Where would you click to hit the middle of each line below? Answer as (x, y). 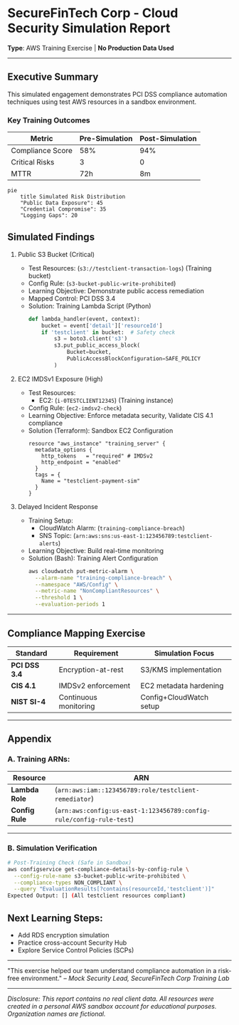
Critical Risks (33, 162)
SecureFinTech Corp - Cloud (93, 13)
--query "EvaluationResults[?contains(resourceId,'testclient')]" (114, 889)
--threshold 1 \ (59, 598)
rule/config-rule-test (93, 819)
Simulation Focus (184, 653)
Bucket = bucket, (89, 352)
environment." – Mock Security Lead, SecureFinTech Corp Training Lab (125, 978)
